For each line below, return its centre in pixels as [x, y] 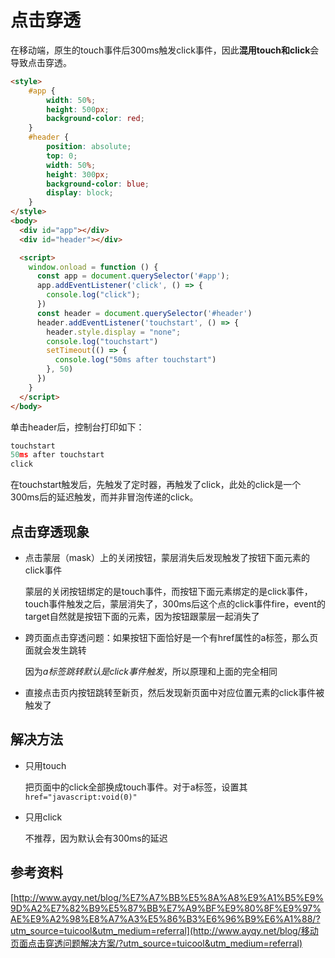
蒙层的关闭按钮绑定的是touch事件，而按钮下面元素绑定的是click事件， [168, 591]
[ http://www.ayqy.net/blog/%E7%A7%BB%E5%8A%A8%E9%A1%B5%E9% [167, 897]
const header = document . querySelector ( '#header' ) [144, 313]
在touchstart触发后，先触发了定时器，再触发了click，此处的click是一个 [156, 485]
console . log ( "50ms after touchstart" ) [135, 360]
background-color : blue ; [98, 184]
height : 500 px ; [78, 109]
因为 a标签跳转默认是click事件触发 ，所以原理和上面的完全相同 [151, 671]
